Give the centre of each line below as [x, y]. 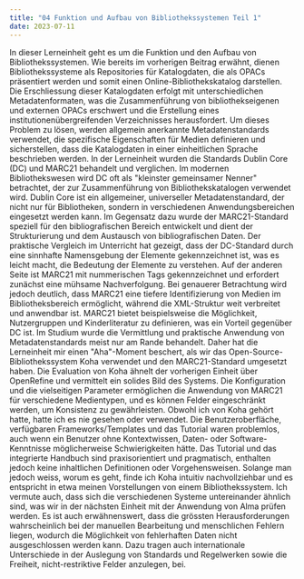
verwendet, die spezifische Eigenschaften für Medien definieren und [137, 139]
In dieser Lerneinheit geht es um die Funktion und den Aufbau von [133, 52]
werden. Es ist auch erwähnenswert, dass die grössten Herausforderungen [150, 515]
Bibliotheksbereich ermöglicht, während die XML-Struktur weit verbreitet [145, 303]
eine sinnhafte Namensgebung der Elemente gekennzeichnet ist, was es [144, 255]
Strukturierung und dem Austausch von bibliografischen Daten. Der [135, 235]
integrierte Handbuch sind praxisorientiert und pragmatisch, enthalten [140, 458]
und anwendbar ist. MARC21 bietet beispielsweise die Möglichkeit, [133, 313]
